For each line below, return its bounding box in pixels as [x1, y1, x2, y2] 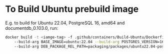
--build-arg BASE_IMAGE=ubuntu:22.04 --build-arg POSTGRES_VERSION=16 [14, 39, 164, 44]
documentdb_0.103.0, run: [5, 25, 58, 31]
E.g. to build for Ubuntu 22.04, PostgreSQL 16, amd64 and [5, 20, 125, 26]
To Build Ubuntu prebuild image [5, 3, 139, 15]
